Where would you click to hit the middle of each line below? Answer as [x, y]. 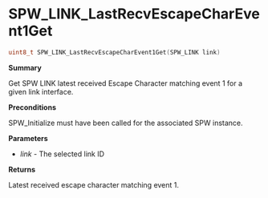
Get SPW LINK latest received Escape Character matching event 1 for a [126, 83]
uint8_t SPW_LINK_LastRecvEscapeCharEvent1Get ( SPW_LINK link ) [114, 52]
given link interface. [41, 91]
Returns [22, 169]
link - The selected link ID [62, 154]
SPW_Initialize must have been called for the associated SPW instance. [126, 123]
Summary [25, 67]
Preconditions [32, 107]
